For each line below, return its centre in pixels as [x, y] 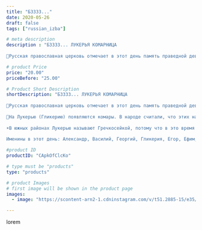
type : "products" [28, 172]
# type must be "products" [40, 166]
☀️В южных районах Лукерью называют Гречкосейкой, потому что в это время [101, 128]
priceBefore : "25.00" [33, 78]
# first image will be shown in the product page [70, 189]
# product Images [28, 183]
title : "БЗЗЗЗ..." [29, 12]
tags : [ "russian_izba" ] [36, 29]
